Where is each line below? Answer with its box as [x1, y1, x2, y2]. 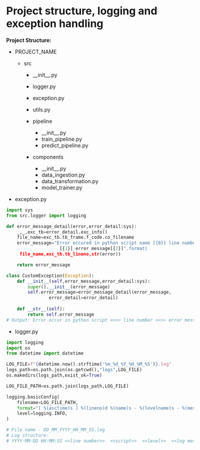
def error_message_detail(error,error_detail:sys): [6, 223, 137, 229]
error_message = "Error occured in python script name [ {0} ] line [17, 240, 180, 246]
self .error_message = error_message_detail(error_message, [27, 289, 171, 295]
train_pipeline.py [41, 135, 82, 143]
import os [6, 345, 31, 351]
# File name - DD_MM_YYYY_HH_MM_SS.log [6, 427, 105, 433]
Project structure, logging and [6, 4, 158, 18]
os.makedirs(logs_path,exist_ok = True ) [6, 372, 102, 378]
